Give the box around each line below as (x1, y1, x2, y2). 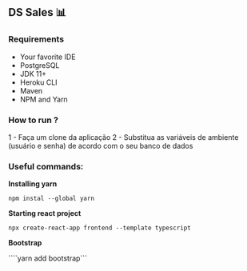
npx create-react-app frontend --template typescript (8, 224, 192, 233)
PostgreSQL (19, 60, 60, 70)
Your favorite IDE (19, 52, 76, 62)
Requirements (8, 34, 65, 45)
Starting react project (8, 209, 82, 218)
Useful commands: (8, 161, 84, 172)
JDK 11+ (19, 69, 46, 78)
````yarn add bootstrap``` (8, 253, 88, 263)
